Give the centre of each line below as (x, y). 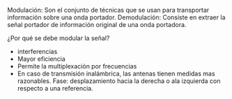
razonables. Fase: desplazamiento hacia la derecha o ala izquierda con (119, 81)
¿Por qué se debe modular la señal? (59, 38)
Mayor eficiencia (41, 59)
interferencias (37, 52)
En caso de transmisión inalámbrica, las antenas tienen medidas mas (116, 73)
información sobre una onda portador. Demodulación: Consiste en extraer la (116, 17)
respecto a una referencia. (55, 88)
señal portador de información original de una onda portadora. (97, 25)
